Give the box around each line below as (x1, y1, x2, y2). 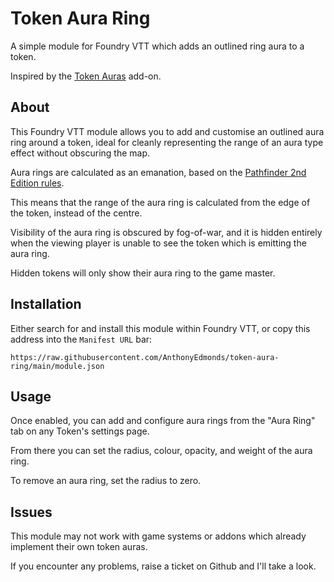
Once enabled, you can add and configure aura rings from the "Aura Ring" (10, 415, 316, 427)
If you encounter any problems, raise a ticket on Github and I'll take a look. (10, 560, 317, 572)
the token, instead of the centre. (10, 207, 143, 219)
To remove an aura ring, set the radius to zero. (10, 475, 202, 487)
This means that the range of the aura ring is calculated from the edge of (10, 196, 311, 208)
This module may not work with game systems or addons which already (10, 530, 307, 542)
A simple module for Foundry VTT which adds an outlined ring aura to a (10, 40, 305, 52)
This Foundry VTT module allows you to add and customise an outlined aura (10, 125, 325, 137)
